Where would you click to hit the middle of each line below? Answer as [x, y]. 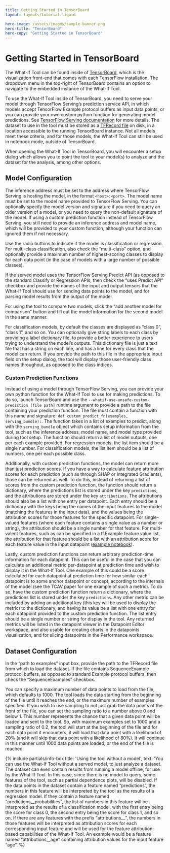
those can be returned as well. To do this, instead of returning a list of [78, 480]
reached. [15, 748]
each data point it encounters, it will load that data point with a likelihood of [83, 732]
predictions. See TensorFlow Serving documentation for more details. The [82, 120]
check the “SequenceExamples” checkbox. [50, 679]
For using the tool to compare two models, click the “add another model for [83, 306]
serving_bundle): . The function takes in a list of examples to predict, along [83, 421]
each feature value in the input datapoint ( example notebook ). [70, 544]
